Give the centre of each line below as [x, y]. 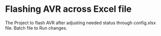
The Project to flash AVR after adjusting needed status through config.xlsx [80, 23]
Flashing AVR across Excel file [68, 9]
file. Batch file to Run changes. [36, 28]
